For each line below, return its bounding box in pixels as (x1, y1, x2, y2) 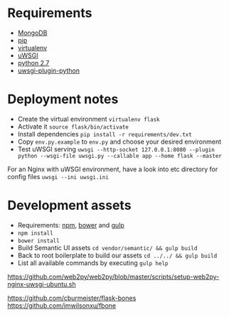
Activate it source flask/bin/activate (17, 122, 129, 131)
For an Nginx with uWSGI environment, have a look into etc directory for (7, 165, 218, 173)
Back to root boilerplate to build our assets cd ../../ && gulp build (17, 251, 218, 259)
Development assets (7, 198, 132, 214)
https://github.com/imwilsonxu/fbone (7, 301, 116, 310)
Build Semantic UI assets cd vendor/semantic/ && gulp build (17, 243, 198, 252)
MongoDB (17, 28, 48, 37)
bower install (17, 237, 60, 245)
